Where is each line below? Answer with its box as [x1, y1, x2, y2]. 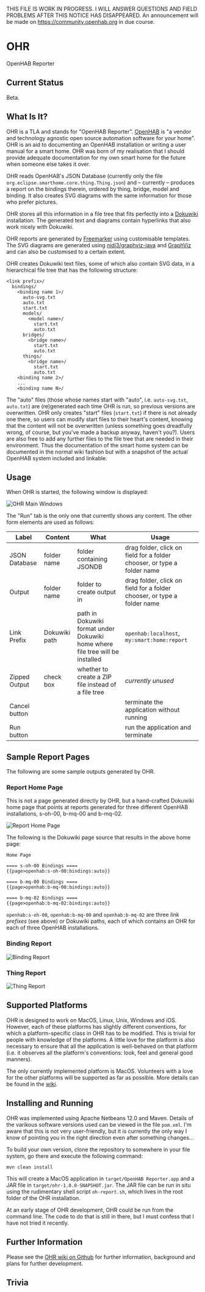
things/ [22, 353, 43, 359]
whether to [77, 665, 109, 674]
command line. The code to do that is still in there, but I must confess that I [6, 1212, 194, 1220]
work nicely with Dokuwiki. [6, 223, 74, 230]
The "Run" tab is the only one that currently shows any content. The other [6, 512, 192, 520]
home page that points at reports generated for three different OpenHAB [6, 804, 189, 811]
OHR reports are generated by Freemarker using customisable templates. [6, 235, 190, 242]
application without [124, 706, 180, 714]
